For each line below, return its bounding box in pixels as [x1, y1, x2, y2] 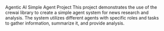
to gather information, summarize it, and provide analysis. [5, 20, 125, 26]
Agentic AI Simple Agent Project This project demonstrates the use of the [5, 4, 157, 10]
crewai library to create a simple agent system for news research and [5, 9, 149, 15]
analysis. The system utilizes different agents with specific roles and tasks [5, 15, 159, 20]
